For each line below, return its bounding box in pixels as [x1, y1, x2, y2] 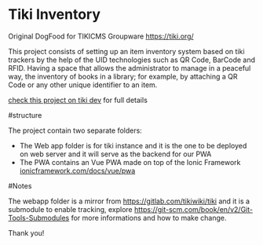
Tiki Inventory [8, 5, 100, 24]
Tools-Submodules [8, 213, 70, 222]
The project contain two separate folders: [8, 126, 143, 135]
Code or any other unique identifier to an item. [8, 80, 158, 90]
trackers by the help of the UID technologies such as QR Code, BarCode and [8, 55, 256, 64]
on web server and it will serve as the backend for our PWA [19, 149, 212, 159]
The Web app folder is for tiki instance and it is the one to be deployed [19, 141, 247, 150]
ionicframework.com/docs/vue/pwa [19, 166, 136, 175]
